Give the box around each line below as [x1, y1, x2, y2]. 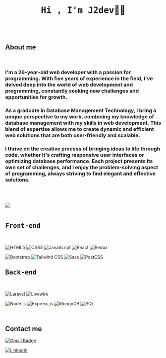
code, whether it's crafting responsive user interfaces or [5, 151, 145, 158]
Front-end [5, 222, 41, 230]
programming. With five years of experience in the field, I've [5, 75, 153, 82]
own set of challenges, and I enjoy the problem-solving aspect [5, 164, 159, 171]
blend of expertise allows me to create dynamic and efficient [5, 125, 154, 132]
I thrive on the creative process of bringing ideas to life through [5, 145, 160, 152]
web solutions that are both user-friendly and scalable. [5, 132, 140, 139]
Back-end [5, 268, 37, 276]
